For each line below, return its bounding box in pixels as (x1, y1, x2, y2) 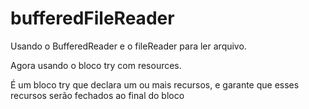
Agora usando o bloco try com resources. (10, 59, 182, 71)
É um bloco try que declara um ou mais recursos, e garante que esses (10, 78, 300, 91)
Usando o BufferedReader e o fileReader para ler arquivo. (10, 40, 247, 52)
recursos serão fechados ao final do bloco (10, 89, 185, 101)
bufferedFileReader (10, 7, 175, 30)
